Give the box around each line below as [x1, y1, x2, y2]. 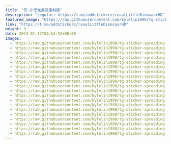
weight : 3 [5, 27, 26, 32]
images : [5, 36, 22, 41]
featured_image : [5, 17, 40, 22]
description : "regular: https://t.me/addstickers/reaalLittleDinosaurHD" [5, 12, 165, 17]
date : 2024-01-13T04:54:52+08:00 [5, 31, 76, 36]
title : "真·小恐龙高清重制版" [5, 7, 63, 13]
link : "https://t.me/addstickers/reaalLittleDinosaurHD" [5, 21, 129, 27]
